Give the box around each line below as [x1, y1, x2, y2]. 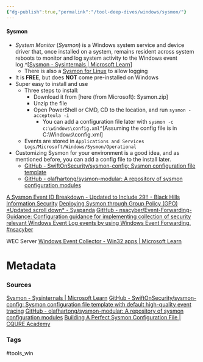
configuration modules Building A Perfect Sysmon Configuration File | [6, 314, 181, 321]
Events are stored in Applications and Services [24, 137, 144, 144]
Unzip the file [33, 99, 67, 107]
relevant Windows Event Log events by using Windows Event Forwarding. [6, 219, 191, 226]
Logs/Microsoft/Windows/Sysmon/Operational [24, 144, 137, 150]
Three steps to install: [24, 87, 79, 94]
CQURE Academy [6, 321, 51, 328]
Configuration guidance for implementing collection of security [33, 213, 191, 220]
